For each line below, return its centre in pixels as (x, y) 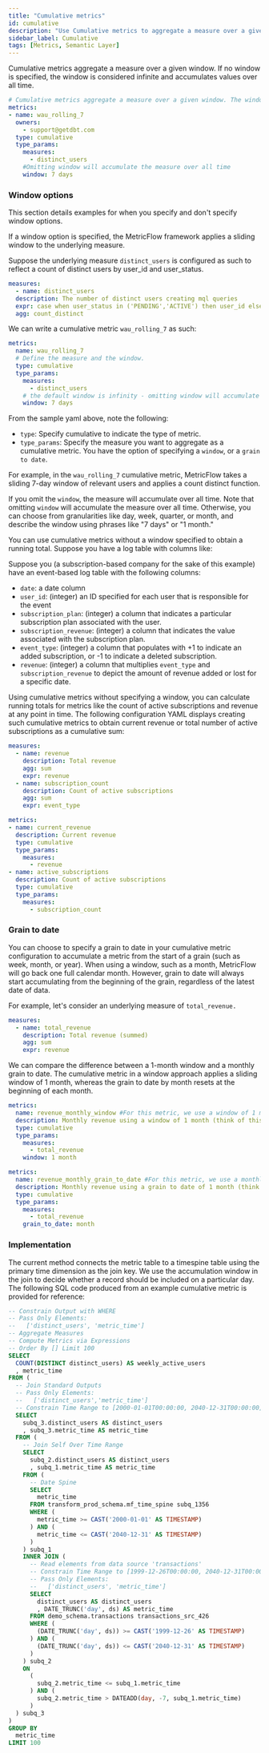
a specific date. (45, 682)
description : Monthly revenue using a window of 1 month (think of (130, 1120)
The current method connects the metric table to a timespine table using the (134, 1262)
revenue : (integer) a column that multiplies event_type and (115, 665)
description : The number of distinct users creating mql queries (127, 298)
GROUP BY (23, 1728)
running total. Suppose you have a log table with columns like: (110, 549)
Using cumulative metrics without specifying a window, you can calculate (129, 697)
